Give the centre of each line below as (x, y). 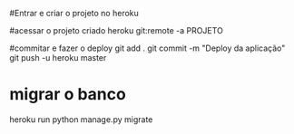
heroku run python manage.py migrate (81, 119)
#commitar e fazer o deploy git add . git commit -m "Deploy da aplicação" (147, 48)
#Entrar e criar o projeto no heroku (74, 13)
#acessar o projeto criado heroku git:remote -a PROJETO (117, 30)
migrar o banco (68, 95)
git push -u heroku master (58, 57)
